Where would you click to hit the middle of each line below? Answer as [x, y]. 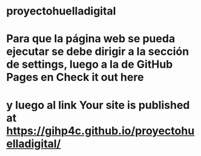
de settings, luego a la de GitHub [90, 64]
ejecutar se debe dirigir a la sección [98, 52]
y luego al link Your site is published [98, 105]
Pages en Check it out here [75, 77]
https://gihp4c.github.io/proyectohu [100, 131]
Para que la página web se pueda [91, 39]
